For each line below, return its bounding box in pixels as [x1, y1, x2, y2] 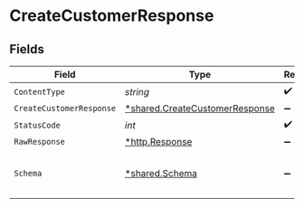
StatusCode [14, 119, 61, 130]
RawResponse [14, 137, 66, 147]
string [125, 85, 150, 98]
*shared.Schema [125, 167, 197, 179]
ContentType [14, 87, 66, 97]
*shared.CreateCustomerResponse [125, 102, 276, 114]
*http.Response [125, 136, 193, 147]
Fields [9, 42, 45, 57]
